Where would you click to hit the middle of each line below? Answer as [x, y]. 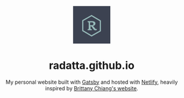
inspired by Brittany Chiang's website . [92, 88]
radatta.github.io [92, 65]
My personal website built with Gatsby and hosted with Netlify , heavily [92, 82]
